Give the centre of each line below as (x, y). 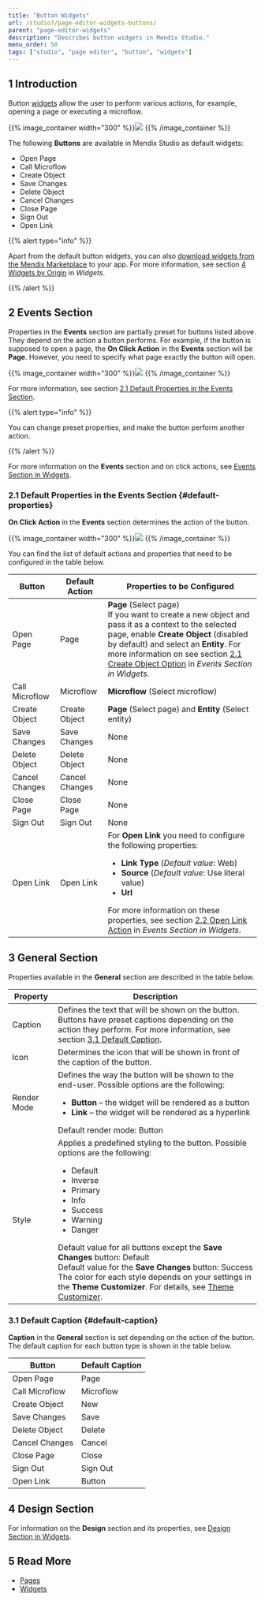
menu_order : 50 (33, 45)
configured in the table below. (56, 562)
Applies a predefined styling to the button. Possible (152, 1143)
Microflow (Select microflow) (162, 691)
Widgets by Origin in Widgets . (56, 272)
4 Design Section (51, 1509)
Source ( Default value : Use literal (183, 872)
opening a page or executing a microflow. (76, 111)
